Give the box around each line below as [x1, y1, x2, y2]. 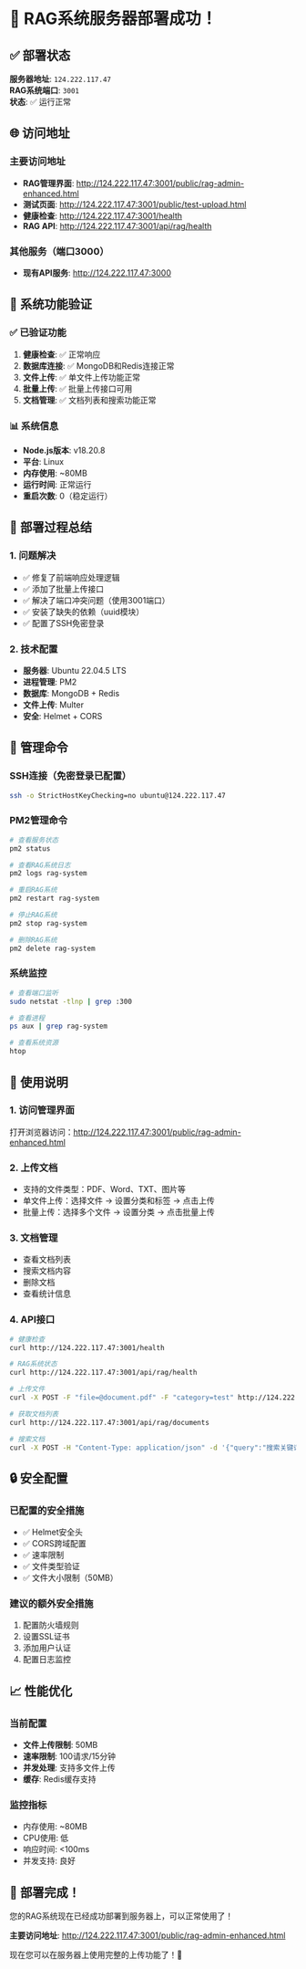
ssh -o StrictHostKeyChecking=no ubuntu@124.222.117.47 [9, 791, 226, 800]
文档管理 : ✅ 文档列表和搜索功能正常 [22, 394, 157, 405]
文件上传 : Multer [22, 699, 85, 710]
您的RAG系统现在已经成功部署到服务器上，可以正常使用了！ [9, 1911, 234, 1922]
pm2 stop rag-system [9, 918, 88, 927]
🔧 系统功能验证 [9, 297, 93, 312]
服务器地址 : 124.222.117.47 [9, 74, 112, 84]
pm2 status [9, 843, 51, 854]
